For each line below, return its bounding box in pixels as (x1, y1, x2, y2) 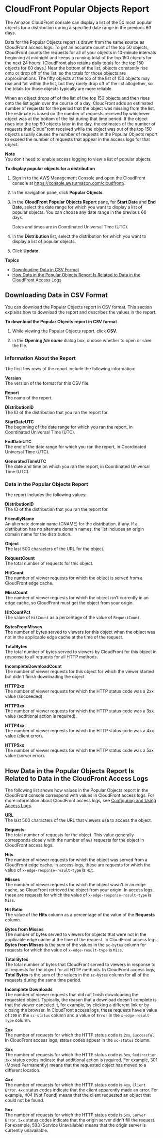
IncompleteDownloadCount (5, 663, 62, 669)
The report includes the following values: (5, 492, 87, 498)
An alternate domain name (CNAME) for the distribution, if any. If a (5, 521, 138, 527)
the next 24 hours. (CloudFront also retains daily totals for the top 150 (5, 60, 144, 66)
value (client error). (5, 733, 44, 739)
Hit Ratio (5, 907, 23, 913)
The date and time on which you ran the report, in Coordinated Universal (5, 464, 150, 469)
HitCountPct (5, 609, 31, 615)
